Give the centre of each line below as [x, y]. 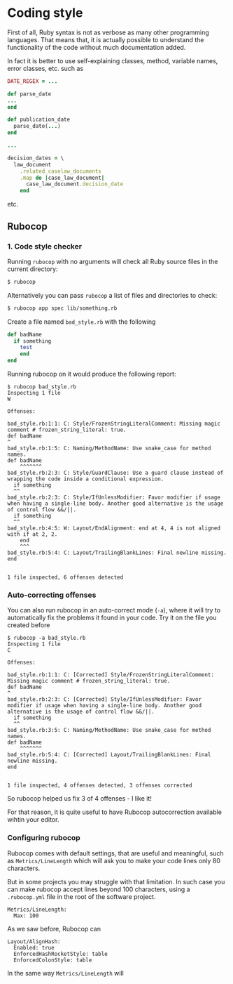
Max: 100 [26, 916]
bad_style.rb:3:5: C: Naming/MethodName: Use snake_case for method [109, 730]
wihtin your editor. [33, 820]
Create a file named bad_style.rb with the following [82, 322]
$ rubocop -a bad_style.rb [47, 638]
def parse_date [29, 94]
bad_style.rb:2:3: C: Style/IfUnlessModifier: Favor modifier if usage [114, 497]
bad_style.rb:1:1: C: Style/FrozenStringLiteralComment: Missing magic [114, 424]
